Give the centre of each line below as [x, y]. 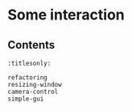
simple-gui [26, 99]
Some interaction [66, 15]
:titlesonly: [29, 63]
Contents [31, 45]
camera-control [33, 92]
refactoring [27, 78]
